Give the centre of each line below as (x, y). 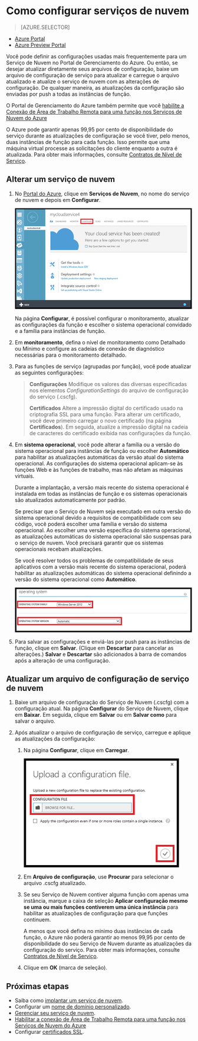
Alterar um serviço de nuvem (61, 179)
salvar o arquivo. (35, 721)
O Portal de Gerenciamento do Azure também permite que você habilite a (95, 105)
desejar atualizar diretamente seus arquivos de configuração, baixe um (92, 68)
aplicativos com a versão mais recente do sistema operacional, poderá (100, 567)
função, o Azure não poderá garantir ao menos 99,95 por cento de (104, 938)
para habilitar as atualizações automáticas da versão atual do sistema (99, 457)
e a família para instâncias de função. (60, 331)
